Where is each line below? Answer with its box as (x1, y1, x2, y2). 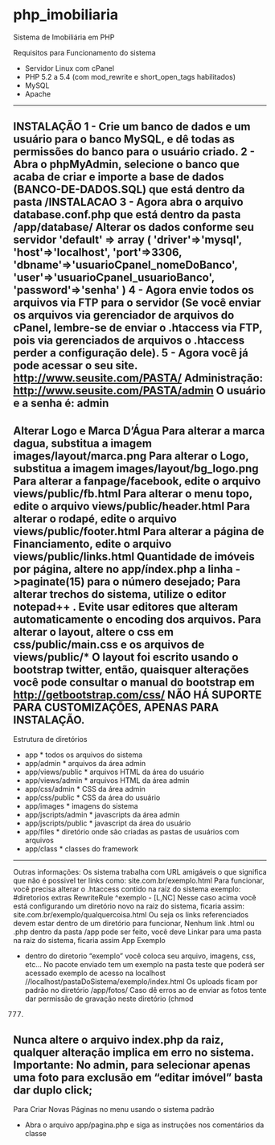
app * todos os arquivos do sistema (24, 750, 143, 760)
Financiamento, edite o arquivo (13, 537, 172, 550)
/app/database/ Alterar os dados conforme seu (13, 220, 254, 234)
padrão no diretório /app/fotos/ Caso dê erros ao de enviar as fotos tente (24, 986, 267, 995)
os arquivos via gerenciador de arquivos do (13, 308, 235, 323)
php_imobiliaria (13, 6, 119, 24)
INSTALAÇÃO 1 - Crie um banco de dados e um (13, 120, 251, 134)
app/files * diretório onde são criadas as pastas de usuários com (24, 827, 240, 837)
